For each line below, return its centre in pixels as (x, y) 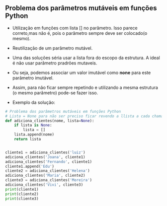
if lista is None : (33, 125)
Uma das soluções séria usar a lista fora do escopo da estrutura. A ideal (86, 58)
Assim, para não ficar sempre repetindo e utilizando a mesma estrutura (85, 87)
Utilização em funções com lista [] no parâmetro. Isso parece (75, 28)
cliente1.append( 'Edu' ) (30, 166)
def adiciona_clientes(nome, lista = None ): (50, 121)
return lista (28, 139)
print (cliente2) (22, 194)
